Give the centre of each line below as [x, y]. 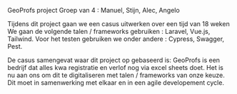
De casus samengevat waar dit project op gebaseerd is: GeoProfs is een [114, 60]
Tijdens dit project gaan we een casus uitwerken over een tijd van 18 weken [118, 24]
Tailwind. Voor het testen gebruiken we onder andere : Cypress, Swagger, [116, 39]
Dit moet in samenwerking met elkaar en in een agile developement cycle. [116, 83]
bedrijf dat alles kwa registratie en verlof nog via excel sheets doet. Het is [115, 67]
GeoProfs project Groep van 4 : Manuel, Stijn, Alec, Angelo [94, 10]
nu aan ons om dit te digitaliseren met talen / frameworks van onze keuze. [116, 75]
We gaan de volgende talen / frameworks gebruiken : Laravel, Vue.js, [109, 31]
